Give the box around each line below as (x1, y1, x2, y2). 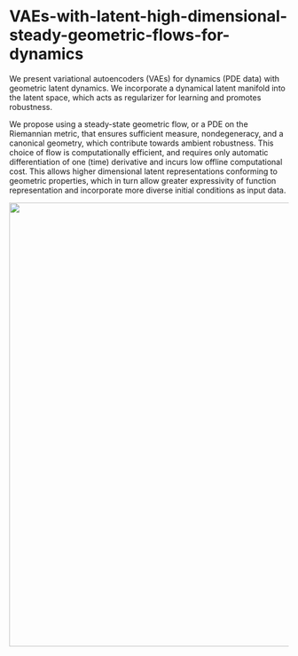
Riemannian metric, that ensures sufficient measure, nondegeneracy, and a (9, 128, 284, 138)
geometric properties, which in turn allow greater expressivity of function (9, 175, 277, 186)
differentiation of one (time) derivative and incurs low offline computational (9, 156, 283, 167)
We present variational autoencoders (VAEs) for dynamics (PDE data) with (9, 73, 280, 83)
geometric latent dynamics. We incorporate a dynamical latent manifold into (9, 83, 286, 93)
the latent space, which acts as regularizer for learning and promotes (9, 91, 262, 103)
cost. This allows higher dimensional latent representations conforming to (9, 166, 278, 177)
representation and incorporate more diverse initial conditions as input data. (9, 185, 286, 195)
